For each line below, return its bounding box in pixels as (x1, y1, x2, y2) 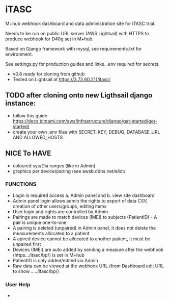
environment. (5, 51, 33, 57)
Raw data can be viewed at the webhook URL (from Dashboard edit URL (12, 263, 164, 269)
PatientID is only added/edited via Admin (12, 257, 98, 263)
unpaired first (12, 241, 41, 247)
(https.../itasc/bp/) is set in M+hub (12, 251, 85, 258)
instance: (5, 99, 36, 108)
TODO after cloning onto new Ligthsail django (5, 91, 153, 100)
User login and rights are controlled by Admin (12, 208, 108, 215)
